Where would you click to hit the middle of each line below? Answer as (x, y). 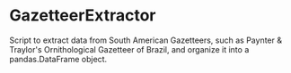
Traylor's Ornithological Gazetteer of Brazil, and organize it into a (129, 49)
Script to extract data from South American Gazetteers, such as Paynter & (146, 40)
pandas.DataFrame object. (58, 59)
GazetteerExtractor (83, 16)
